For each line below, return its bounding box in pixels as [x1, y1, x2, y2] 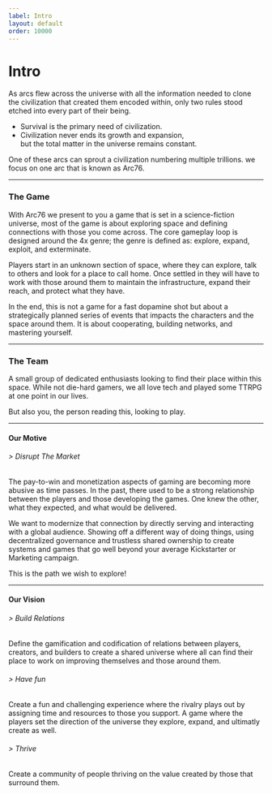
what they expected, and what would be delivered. [8, 503, 177, 512]
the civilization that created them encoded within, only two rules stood [8, 97, 243, 107]
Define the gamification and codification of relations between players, [8, 638, 241, 648]
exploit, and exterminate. [8, 244, 91, 254]
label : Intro [8, 11, 53, 20]
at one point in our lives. [8, 391, 89, 400]
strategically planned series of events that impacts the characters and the [8, 310, 254, 320]
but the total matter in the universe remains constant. [19, 139, 198, 149]
